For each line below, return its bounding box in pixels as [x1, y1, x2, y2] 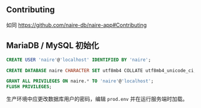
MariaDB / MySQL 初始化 [6, 41, 99, 51]
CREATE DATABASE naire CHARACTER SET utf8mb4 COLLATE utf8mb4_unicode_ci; [6, 67, 197, 73]
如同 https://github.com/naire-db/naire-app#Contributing [6, 21, 147, 29]
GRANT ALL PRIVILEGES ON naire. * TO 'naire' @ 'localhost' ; [6, 78, 154, 84]
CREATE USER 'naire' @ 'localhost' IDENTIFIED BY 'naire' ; [6, 57, 151, 63]
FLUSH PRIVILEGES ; [6, 84, 52, 90]
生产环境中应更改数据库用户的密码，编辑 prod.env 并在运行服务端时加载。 [6, 95, 188, 103]
